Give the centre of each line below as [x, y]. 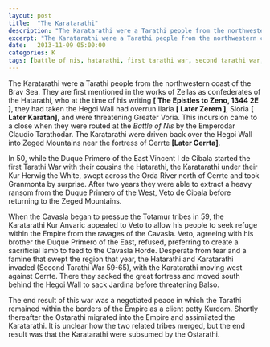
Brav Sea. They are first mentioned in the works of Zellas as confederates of [135, 91]
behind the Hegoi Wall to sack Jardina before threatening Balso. [114, 284]
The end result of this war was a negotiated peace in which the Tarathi [125, 300]
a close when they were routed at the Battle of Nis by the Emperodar [122, 126]
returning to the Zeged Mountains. [65, 200]
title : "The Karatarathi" [53, 23]
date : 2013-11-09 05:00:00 [57, 46]
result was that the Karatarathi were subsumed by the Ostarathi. [114, 334]
